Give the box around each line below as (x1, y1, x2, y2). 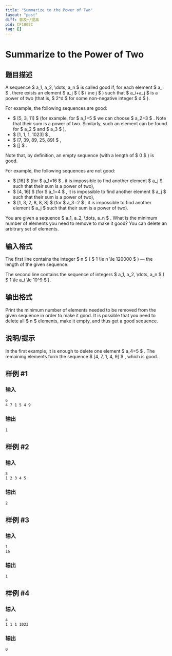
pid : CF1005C (5, 22, 33, 27)
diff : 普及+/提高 (5, 17, 40, 22)
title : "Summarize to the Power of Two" (5, 7, 93, 13)
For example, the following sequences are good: (5, 105, 108, 111)
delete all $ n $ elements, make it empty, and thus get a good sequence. (5, 318, 158, 324)
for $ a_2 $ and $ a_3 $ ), (12, 126, 66, 132)
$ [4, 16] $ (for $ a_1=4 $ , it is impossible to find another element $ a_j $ (12, 188, 166, 195)
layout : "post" (5, 12, 38, 17)
